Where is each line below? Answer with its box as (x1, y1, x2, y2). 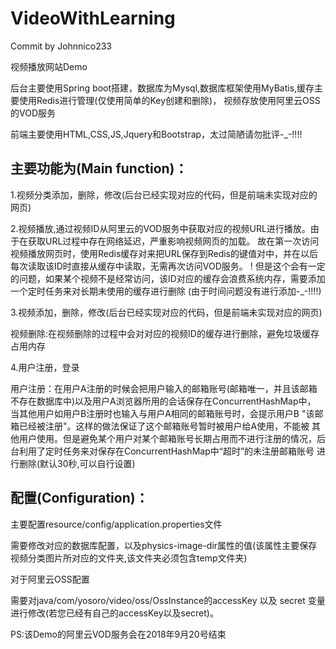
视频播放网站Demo (10, 60, 88, 72)
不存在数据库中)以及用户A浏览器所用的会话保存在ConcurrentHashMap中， (10, 395, 317, 407)
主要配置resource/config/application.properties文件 (10, 518, 223, 530)
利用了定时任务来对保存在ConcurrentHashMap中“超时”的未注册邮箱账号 (18, 445, 315, 457)
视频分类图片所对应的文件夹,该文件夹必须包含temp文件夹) (10, 552, 248, 564)
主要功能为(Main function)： (10, 160, 188, 177)
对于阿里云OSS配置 (10, 573, 90, 585)
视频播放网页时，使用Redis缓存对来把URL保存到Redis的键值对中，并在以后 (10, 247, 318, 259)
